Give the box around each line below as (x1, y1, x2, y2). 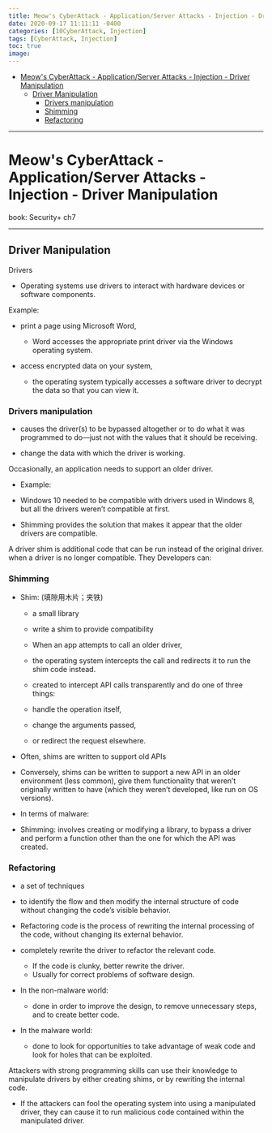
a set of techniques (19, 881, 85, 890)
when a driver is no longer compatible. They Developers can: (8, 553, 212, 562)
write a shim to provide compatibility (32, 624, 154, 634)
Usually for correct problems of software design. (32, 969, 195, 979)
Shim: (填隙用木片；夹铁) (19, 592, 104, 602)
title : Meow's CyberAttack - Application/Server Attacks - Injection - (8, 11, 255, 20)
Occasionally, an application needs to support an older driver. (8, 464, 214, 474)
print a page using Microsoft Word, (19, 321, 137, 330)
